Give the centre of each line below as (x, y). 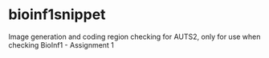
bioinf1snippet (57, 15)
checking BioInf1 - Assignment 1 (61, 44)
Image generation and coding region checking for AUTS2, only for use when (134, 37)
